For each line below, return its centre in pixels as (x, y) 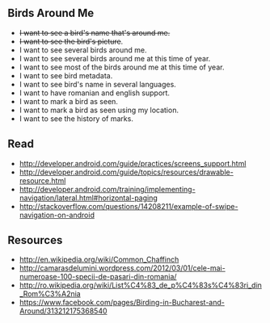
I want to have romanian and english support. (95, 93)
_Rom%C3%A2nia (50, 294)
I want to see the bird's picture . (71, 41)
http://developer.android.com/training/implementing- (107, 189)
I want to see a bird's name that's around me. (95, 32)
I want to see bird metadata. (66, 75)
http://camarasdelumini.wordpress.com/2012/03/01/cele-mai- (122, 268)
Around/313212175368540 (63, 311)
